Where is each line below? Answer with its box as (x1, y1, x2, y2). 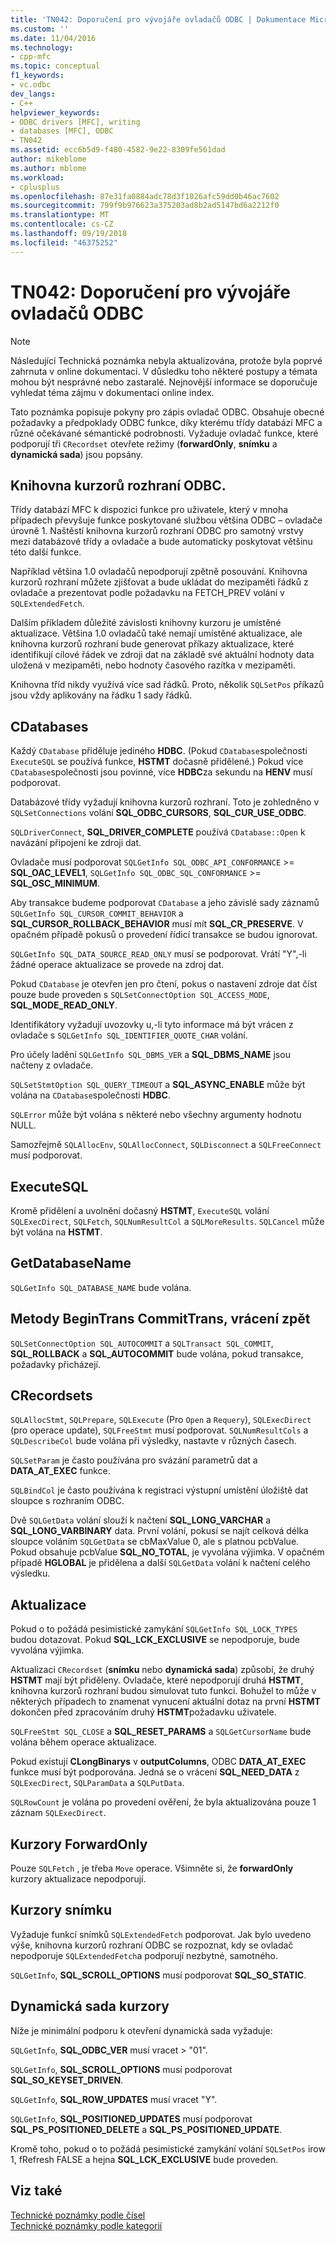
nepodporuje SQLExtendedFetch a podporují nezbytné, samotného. (10, 1949, 279, 1961)
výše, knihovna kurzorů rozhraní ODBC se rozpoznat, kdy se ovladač (10, 1939, 294, 1951)
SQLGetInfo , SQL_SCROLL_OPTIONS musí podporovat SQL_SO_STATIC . (10, 1969, 307, 1981)
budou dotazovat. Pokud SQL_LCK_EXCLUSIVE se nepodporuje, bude (10, 1634, 300, 1646)
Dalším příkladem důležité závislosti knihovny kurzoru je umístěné (10, 617, 282, 629)
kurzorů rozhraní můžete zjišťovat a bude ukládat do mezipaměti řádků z (10, 576, 309, 588)
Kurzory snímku (10, 1902, 112, 1919)
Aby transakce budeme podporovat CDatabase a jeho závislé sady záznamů (10, 897, 320, 909)
